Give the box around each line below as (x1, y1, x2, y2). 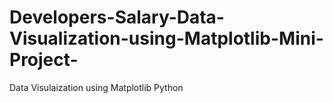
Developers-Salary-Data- (9, 6, 225, 29)
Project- (9, 49, 79, 71)
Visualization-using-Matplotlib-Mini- (9, 27, 324, 50)
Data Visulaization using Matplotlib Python (9, 81, 184, 93)
